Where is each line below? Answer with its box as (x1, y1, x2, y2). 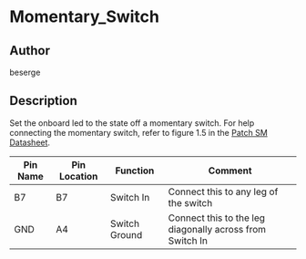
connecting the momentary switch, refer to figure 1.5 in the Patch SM (9, 127, 269, 138)
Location (58, 170, 98, 182)
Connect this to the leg (168, 212, 266, 224)
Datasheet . (9, 137, 51, 148)
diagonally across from (168, 223, 267, 235)
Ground (110, 228, 143, 241)
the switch (168, 196, 213, 209)
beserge (9, 67, 41, 78)
